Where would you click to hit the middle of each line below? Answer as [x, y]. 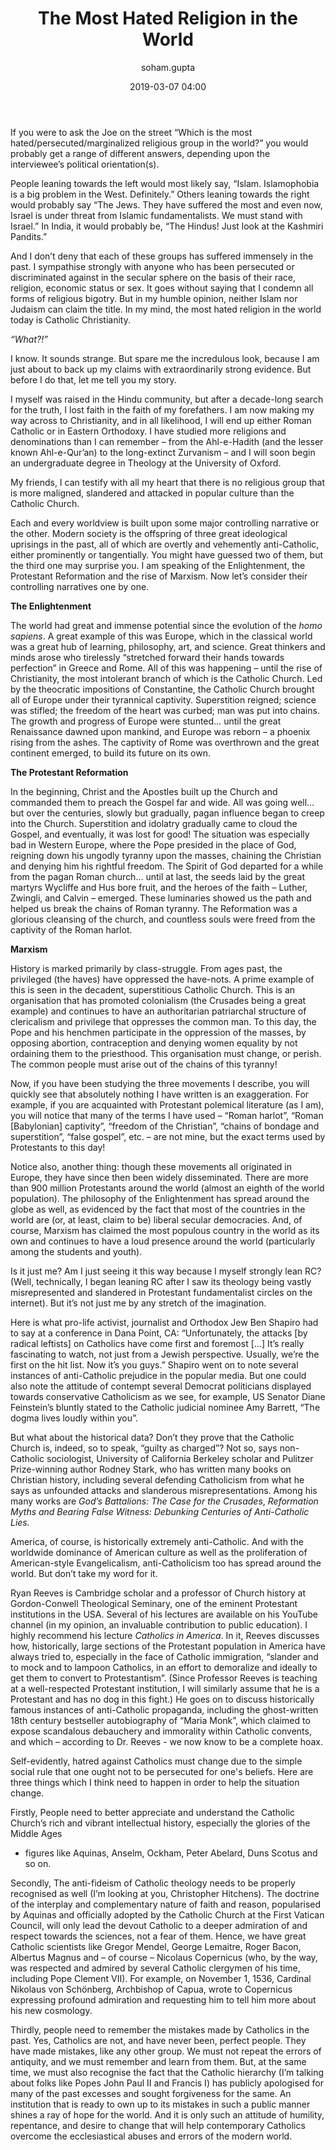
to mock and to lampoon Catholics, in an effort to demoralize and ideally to [164, 1667]
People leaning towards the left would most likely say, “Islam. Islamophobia [165, 183]
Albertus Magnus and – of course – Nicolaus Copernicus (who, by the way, [164, 1957]
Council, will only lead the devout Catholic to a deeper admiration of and [159, 1925]
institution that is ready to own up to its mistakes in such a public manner [160, 2104]
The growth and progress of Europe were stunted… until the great [146, 721]
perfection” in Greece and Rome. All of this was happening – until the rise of [166, 668]
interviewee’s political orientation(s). [85, 164]
